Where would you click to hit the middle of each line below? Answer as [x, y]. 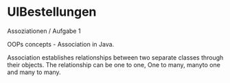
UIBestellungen [52, 12]
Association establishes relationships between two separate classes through [115, 57]
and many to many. [34, 72]
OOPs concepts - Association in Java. [61, 44]
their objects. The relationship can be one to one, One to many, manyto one [114, 64]
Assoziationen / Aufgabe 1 [44, 31]
